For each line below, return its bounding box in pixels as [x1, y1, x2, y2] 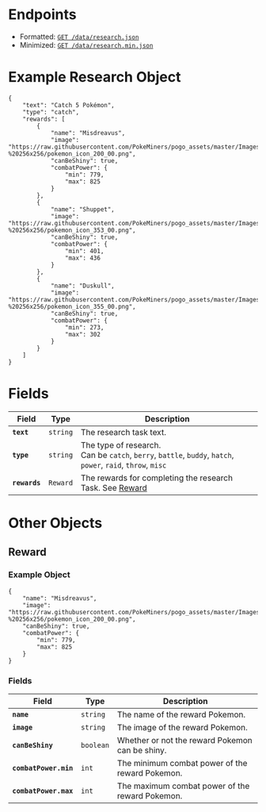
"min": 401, [64, 247, 104, 255]
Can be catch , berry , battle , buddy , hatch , [80, 449, 234, 460]
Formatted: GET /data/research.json [19, 32, 139, 41]
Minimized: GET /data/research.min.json [19, 40, 154, 49]
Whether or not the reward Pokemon [117, 734, 253, 745]
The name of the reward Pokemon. [117, 709, 246, 720]
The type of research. [80, 439, 161, 450]
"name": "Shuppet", [50, 205, 115, 214]
